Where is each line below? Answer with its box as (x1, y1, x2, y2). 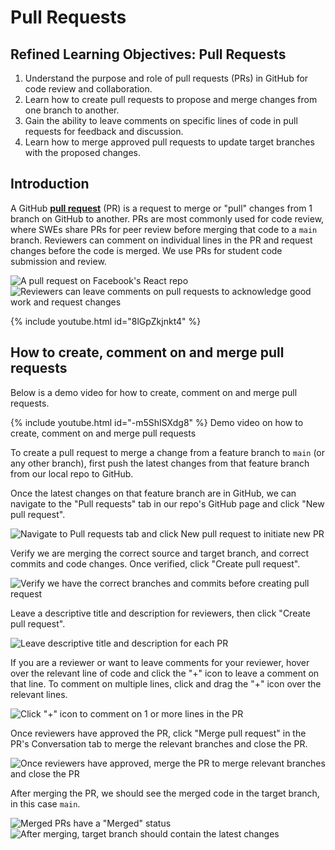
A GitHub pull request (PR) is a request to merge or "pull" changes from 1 (10, 202, 313, 214)
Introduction (10, 176, 90, 193)
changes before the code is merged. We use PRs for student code (10, 244, 283, 256)
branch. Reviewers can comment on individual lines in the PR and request (10, 234, 313, 246)
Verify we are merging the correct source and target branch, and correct (10, 547, 310, 559)
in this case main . (10, 797, 81, 810)
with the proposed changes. (24, 147, 142, 158)
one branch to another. (24, 104, 120, 116)
